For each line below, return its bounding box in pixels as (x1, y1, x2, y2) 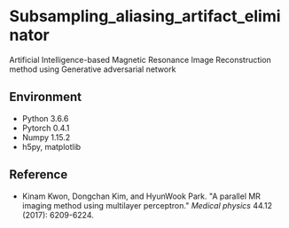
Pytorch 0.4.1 (21, 122, 70, 133)
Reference (9, 167, 68, 183)
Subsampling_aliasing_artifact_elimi (9, 6, 281, 27)
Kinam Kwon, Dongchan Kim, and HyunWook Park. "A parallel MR (21, 191, 262, 201)
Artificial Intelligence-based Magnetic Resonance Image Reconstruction (9, 54, 272, 65)
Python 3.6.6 (21, 113, 69, 123)
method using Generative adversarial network (9, 64, 176, 75)
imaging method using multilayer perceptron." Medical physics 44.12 (21, 200, 273, 210)
